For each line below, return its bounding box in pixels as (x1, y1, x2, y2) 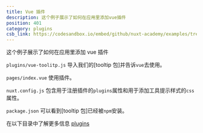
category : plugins (6, 25, 53, 32)
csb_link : (6, 31, 31, 37)
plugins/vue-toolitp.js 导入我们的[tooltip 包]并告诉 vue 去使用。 (6, 61, 166, 69)
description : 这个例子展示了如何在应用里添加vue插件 (6, 14, 126, 20)
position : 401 (6, 20, 42, 26)
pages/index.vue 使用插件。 (6, 74, 76, 81)
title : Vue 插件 (6, 8, 45, 15)
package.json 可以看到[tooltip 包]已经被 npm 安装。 (6, 107, 128, 114)
